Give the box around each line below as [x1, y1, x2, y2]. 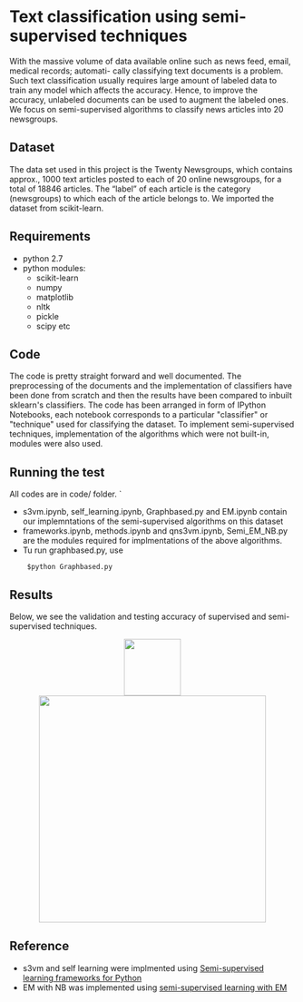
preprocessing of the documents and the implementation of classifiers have [9, 380, 293, 391]
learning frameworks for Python [22, 972, 142, 983]
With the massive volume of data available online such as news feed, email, [9, 55, 291, 66]
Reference [9, 938, 70, 954]
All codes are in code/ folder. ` [9, 488, 122, 500]
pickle [35, 310, 59, 321]
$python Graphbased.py [26, 563, 113, 572]
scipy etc [35, 320, 71, 331]
